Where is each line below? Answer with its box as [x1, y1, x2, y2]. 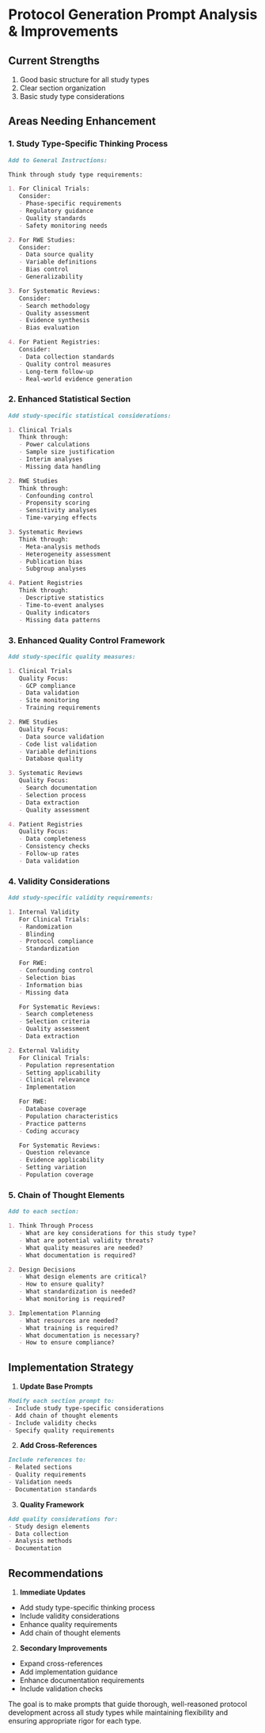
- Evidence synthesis [18, 317, 90, 325]
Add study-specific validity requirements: [8, 894, 154, 902]
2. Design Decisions [8, 1265, 77, 1274]
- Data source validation [18, 732, 104, 741]
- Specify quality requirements [8, 1427, 115, 1435]
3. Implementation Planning [8, 1309, 101, 1317]
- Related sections [8, 1463, 73, 1472]
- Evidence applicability [18, 1156, 104, 1165]
